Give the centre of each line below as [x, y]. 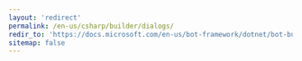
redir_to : [27, 34]
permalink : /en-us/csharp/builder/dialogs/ [92, 26]
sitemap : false [37, 43]
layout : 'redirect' [45, 17]
